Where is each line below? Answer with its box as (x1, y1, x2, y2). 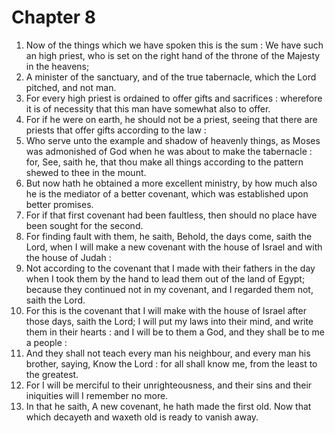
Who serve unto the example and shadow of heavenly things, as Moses (25, 134, 321, 146)
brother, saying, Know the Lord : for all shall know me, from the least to (25, 357, 318, 370)
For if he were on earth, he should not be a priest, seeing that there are (25, 113, 318, 125)
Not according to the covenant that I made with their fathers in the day (25, 262, 316, 274)
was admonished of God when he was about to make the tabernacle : (25, 145, 313, 157)
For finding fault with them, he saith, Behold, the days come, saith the (25, 230, 313, 242)
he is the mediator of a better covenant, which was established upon (25, 187, 309, 200)
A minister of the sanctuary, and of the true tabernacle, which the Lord (25, 71, 317, 83)
